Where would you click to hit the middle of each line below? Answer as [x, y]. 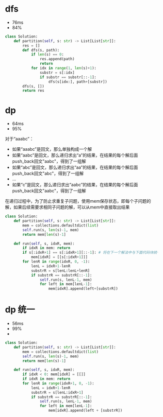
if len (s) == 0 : [47, 54]
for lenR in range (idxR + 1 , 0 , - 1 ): [58, 383]
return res [33, 91]
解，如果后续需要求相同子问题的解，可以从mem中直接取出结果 [67, 207]
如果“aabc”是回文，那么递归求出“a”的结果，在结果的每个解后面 [75, 155]
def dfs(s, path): [41, 50]
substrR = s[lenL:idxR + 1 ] [57, 392]
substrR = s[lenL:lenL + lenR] [60, 271]
